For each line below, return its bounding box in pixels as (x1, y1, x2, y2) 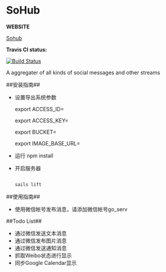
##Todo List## (6, 217, 42, 225)
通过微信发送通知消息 (14, 244, 67, 251)
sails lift (14, 182, 42, 187)
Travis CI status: (6, 46, 47, 53)
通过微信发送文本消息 (14, 229, 67, 237)
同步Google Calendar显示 (14, 259, 77, 266)
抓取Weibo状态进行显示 (14, 252, 72, 259)
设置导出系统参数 (14, 93, 57, 101)
